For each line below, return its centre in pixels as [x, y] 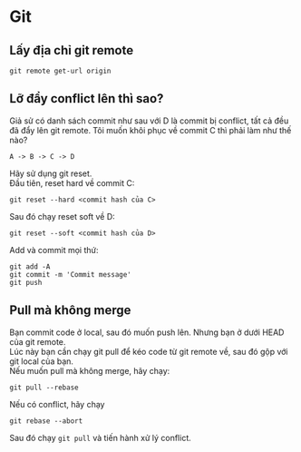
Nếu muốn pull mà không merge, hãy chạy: [90, 370]
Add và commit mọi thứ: [54, 250]
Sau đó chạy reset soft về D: [62, 216]
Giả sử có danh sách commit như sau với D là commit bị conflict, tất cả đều [149, 121]
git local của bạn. [42, 361]
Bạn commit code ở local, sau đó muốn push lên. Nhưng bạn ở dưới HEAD [147, 332]
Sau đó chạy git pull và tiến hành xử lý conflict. [101, 437]
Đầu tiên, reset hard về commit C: [72, 182]
